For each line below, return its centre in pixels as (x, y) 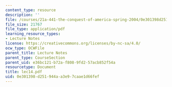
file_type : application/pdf (35, 29)
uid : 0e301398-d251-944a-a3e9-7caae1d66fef (52, 77)
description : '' (23, 15)
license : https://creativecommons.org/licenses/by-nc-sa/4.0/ (73, 43)
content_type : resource (31, 10)
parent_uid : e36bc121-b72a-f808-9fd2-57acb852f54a (60, 62)
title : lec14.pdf (24, 72)
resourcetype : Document (31, 67)
